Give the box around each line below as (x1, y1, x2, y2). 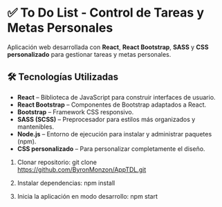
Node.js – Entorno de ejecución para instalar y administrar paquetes (17, 129, 212, 138)
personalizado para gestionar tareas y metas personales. (7, 50, 172, 58)
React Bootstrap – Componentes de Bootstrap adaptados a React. (17, 100, 207, 109)
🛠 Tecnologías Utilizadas (7, 71, 119, 83)
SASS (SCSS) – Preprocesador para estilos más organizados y (17, 115, 196, 123)
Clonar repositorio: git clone (17, 158, 97, 166)
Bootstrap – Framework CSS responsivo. (17, 107, 134, 116)
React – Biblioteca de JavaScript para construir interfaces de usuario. (17, 93, 216, 101)
